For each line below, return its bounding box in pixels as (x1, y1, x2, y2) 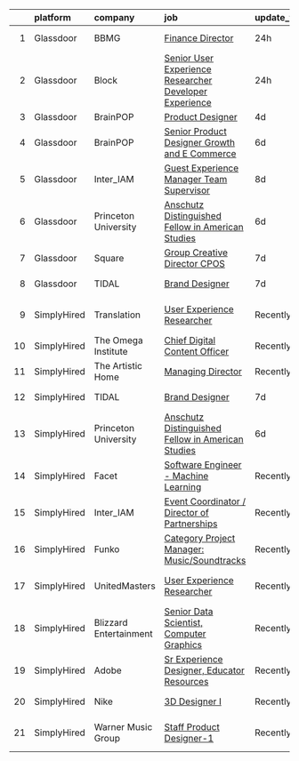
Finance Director (164, 32, 234, 44)
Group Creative (164, 246, 229, 259)
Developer (164, 85, 207, 97)
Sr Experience (164, 653, 223, 665)
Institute (93, 346, 128, 357)
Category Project (164, 533, 236, 544)
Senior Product (164, 125, 227, 137)
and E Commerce (164, 148, 237, 159)
